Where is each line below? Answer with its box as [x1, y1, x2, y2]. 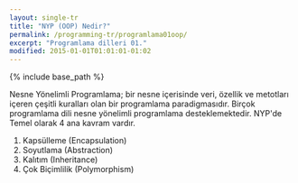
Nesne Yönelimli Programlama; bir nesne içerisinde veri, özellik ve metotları [9, 89, 289, 100]
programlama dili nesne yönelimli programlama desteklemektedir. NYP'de [9, 108, 283, 119]
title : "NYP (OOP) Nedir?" [9, 22, 111, 31]
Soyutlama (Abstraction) [22, 145, 114, 156]
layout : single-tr [9, 13, 79, 23]
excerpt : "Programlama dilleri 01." [9, 38, 147, 48]
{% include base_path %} [9, 71, 105, 82]
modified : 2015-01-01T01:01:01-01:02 [9, 47, 152, 56]
